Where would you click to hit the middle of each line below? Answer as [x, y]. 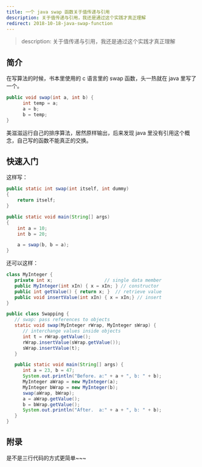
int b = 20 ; [32, 234]
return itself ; [37, 200]
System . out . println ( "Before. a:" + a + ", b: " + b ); [92, 376]
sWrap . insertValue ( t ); [51, 348]
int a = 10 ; [32, 228]
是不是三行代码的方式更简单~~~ [46, 458]
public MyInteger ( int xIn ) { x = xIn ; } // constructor [87, 286]
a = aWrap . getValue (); [51, 399]
